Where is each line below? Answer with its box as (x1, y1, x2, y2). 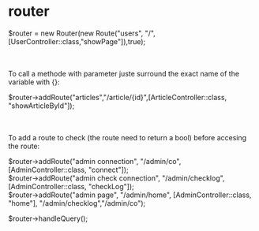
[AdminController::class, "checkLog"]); (8, 181, 134, 191)
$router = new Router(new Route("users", (8, 28, 144, 38)
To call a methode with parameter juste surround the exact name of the (8, 69, 239, 78)
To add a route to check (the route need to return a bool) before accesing (8, 132, 247, 142)
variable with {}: (8, 77, 60, 87)
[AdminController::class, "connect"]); (8, 165, 129, 174)
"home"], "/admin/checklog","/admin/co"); (8, 198, 146, 207)
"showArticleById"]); (8, 101, 75, 110)
